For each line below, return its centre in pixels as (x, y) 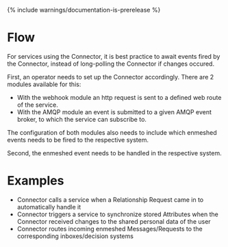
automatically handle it (49, 207)
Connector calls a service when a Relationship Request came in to (110, 199)
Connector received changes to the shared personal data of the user (114, 221)
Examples (36, 181)
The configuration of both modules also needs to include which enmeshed (112, 132)
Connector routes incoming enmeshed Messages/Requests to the (110, 229)
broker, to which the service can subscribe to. (82, 119)
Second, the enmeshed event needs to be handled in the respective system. (115, 153)
